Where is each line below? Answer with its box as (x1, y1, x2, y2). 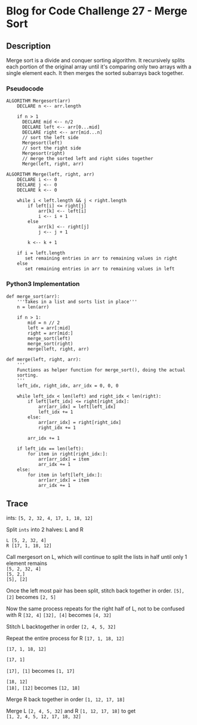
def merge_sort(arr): (6, 293, 60, 299)
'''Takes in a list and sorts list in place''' (17, 299, 137, 305)
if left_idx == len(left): (17, 446, 84, 452)
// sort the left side (21, 135, 79, 141)
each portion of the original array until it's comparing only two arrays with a (6, 63, 192, 70)
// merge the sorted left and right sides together (21, 156, 153, 162)
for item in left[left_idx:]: (27, 472, 103, 478)
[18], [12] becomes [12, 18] (6, 684, 81, 691)
